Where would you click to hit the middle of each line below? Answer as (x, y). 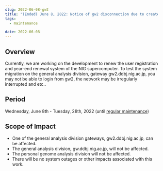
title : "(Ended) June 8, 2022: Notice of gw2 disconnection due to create (82, 14)
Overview (20, 52)
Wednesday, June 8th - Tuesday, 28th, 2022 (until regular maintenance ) (77, 111)
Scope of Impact (30, 126)
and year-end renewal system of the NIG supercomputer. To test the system (81, 68)
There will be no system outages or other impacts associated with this (82, 159)
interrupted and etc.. (25, 84)
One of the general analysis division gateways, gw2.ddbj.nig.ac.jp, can (83, 138)
